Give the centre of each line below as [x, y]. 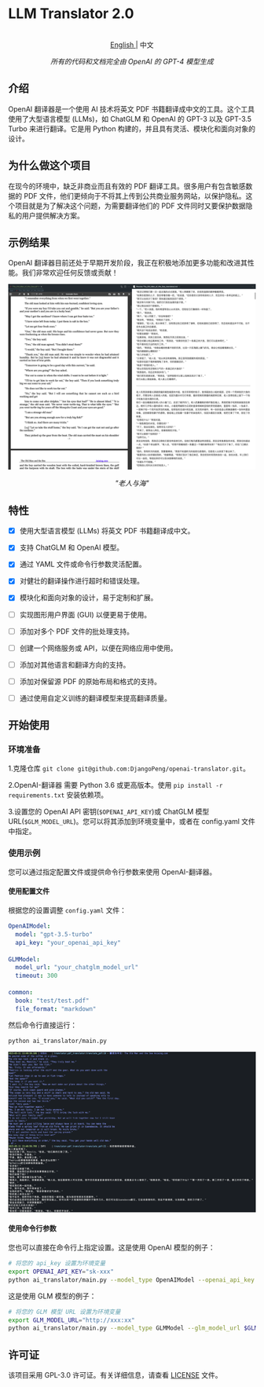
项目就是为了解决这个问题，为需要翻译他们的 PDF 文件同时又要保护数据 [130, 206]
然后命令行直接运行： [42, 1025]
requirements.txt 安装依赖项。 [58, 795]
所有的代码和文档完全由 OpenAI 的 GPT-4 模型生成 [132, 61]
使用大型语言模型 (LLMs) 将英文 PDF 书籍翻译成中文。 [107, 531]
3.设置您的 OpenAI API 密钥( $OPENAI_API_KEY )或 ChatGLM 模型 [109, 811]
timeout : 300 [37, 976]
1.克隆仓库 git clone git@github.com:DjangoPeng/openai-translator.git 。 [129, 768]
